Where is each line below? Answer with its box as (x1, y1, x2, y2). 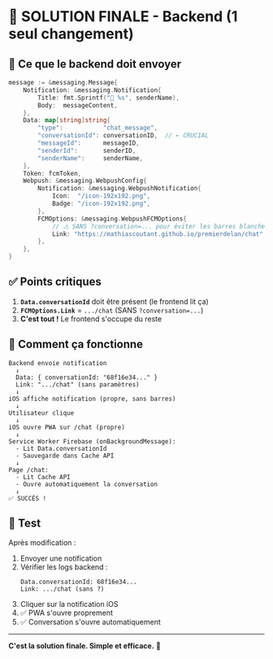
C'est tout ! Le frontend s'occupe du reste (19, 313, 162, 324)
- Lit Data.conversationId (15, 444, 107, 452)
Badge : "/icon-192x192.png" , (51, 199, 151, 207)
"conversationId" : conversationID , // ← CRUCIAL (37, 132, 209, 140)
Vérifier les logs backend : (19, 562, 108, 572)
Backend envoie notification (8, 359, 107, 367)
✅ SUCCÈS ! (8, 494, 47, 503)
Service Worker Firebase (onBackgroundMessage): (8, 437, 176, 446)
